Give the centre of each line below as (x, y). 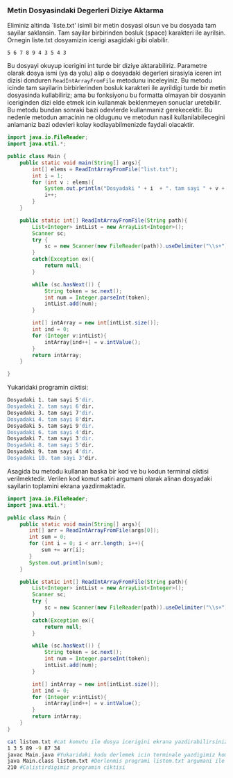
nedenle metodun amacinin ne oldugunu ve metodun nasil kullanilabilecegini (116, 117)
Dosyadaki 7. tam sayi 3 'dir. (51, 439)
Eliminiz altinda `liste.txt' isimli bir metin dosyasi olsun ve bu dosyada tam (112, 26)
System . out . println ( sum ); (66, 563)
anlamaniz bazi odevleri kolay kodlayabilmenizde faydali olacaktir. (101, 125)
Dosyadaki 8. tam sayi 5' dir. (51, 445)
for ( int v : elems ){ (63, 182)
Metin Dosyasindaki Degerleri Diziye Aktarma (86, 10)
